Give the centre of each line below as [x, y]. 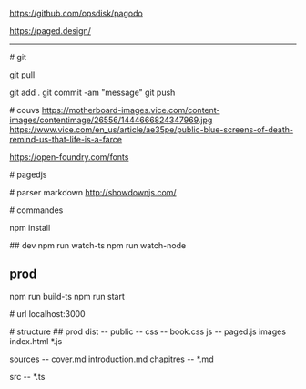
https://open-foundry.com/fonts [69, 157]
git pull [22, 75]
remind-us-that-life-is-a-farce [66, 139]
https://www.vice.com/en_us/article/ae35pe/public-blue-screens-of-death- [152, 130]
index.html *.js [36, 341]
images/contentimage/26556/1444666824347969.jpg [111, 120]
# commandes [36, 210]
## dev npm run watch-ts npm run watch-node [98, 245]
